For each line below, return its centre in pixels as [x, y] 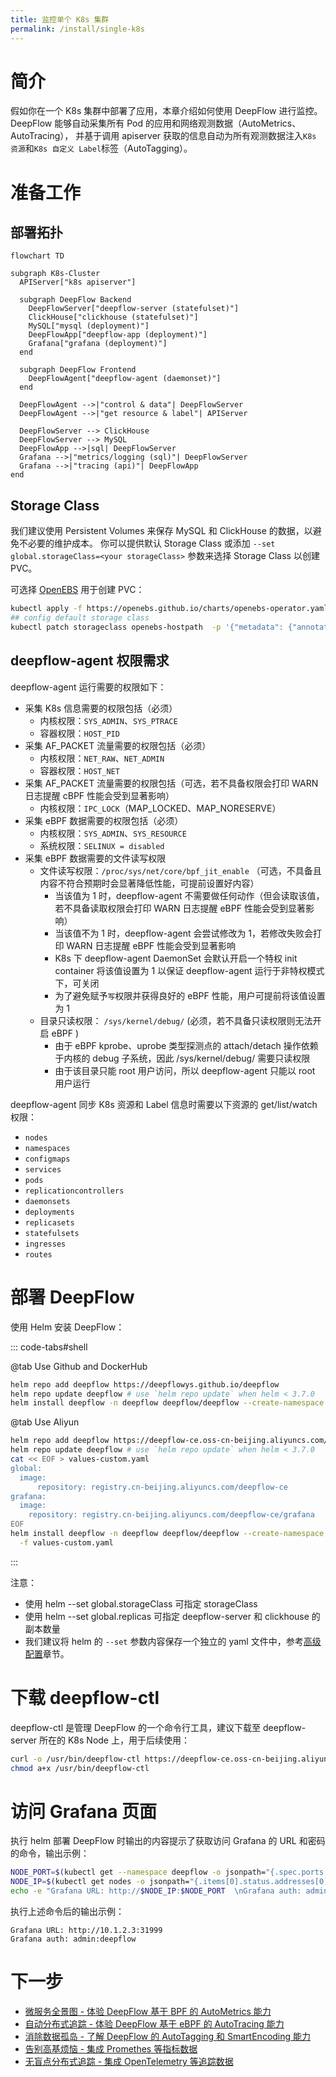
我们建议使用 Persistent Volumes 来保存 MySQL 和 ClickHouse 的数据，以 [161, 531]
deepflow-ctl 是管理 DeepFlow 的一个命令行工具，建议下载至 [136, 1727]
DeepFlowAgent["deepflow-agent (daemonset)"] [125, 379]
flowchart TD [37, 256]
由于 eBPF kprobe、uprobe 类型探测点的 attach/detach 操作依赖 [186, 1045]
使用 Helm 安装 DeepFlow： [67, 1327]
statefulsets [52, 1233]
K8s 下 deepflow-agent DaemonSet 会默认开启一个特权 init [176, 958]
